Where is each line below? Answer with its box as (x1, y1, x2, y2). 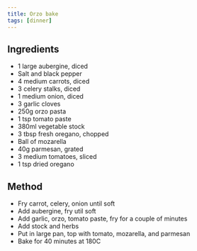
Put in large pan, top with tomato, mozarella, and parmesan (17, 230, 191, 238)
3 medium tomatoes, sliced (17, 152, 97, 161)
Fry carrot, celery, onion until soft (17, 199, 116, 208)
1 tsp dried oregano (17, 160, 74, 169)
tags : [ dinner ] (7, 17, 52, 24)
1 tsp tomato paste (17, 115, 72, 123)
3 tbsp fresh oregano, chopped (17, 130, 109, 138)
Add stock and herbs (17, 222, 79, 230)
